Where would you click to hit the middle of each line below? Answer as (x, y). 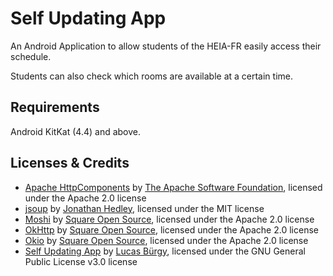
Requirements (55, 107)
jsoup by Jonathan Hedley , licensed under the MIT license (144, 208)
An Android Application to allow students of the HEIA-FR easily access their (166, 46)
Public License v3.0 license (81, 261)
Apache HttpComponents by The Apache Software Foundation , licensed (173, 187)
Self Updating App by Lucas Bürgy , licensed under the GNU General (165, 251)
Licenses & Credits (70, 163)
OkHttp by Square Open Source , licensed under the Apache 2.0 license (171, 229)
